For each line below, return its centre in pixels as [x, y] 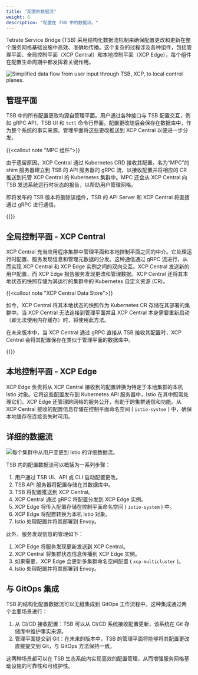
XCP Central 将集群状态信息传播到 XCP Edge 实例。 [77, 554]
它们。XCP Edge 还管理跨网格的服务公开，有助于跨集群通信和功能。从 [96, 401]
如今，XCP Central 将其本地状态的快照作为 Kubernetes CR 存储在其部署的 [95, 305]
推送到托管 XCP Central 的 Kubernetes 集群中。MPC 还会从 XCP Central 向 [97, 177]
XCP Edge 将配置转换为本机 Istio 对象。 [62, 514]
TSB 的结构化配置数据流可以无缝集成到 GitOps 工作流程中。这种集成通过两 [97, 604]
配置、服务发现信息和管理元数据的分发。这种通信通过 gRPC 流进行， [99, 259]
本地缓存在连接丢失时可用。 [40, 416]
